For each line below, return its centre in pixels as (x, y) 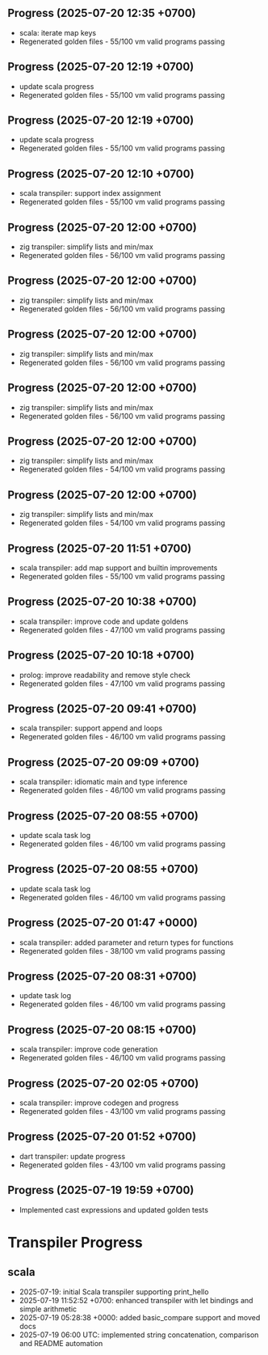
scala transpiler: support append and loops (91, 728)
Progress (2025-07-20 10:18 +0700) (101, 656)
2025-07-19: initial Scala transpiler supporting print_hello (114, 1291)
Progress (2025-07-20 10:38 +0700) (102, 602)
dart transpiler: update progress (72, 1156)
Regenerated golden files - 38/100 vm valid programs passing (122, 951)
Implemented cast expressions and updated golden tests (114, 1209)
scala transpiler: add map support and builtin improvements (118, 567)
